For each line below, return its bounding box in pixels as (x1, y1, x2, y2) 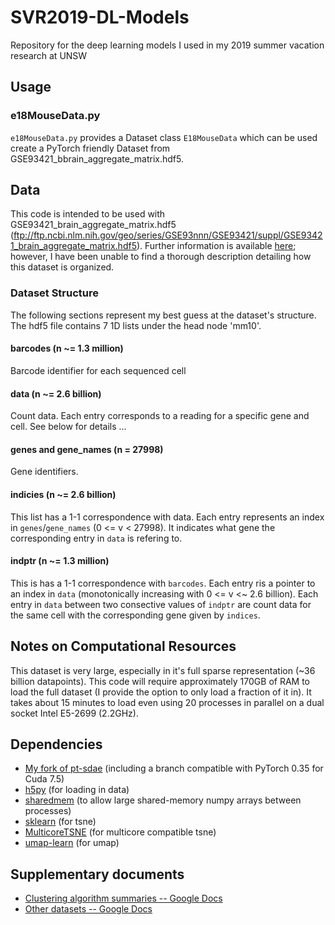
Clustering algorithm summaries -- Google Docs (24, 892, 223, 905)
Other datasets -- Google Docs (24, 903, 153, 915)
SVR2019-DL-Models (10, 6, 190, 29)
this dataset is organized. (10, 261, 115, 273)
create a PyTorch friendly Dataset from (10, 142, 171, 154)
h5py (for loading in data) (24, 784, 130, 796)
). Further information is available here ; (136, 240, 297, 252)
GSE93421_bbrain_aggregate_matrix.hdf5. (10, 152, 184, 165)
